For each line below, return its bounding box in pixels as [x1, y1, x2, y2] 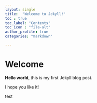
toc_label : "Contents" [5, 20, 51, 26]
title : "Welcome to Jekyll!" [5, 12, 66, 16]
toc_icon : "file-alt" [5, 25, 51, 30]
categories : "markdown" [5, 34, 53, 39]
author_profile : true [5, 29, 49, 34]
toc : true [5, 16, 27, 21]
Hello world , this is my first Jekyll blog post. [5, 75, 93, 80]
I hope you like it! [5, 84, 39, 90]
